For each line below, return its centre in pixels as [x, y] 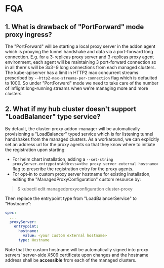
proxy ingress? [29, 34]
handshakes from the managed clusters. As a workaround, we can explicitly [82, 139]
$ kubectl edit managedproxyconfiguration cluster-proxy [75, 189]
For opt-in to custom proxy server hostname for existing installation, [81, 174]
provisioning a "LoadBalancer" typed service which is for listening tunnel [79, 134]
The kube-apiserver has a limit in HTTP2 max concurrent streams [72, 73]
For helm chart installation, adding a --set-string [62, 159]
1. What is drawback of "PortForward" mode [75, 27]
